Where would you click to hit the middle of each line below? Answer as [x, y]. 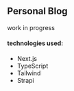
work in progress [31, 27]
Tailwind [29, 73]
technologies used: [35, 43]
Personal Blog [37, 11]
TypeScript [33, 66]
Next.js [27, 59]
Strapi [25, 81]
